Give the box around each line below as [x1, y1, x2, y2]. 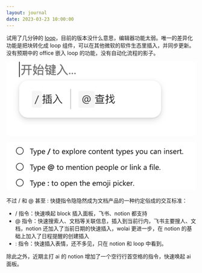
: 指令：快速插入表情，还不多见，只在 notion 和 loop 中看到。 [14, 240, 167, 247]
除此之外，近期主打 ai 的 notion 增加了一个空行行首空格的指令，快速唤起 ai [6, 253, 191, 260]
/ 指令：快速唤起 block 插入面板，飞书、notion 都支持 [14, 210, 148, 217]
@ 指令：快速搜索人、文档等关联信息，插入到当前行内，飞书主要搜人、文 [14, 218, 197, 225]
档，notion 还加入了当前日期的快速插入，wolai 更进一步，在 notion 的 [14, 225, 187, 232]
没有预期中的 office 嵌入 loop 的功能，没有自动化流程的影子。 [6, 49, 159, 57]
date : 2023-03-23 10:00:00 [6, 16, 74, 22]
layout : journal [6, 10, 47, 16]
